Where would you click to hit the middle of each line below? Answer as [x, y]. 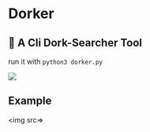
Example [30, 101]
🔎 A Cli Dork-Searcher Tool [75, 43]
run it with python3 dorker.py [56, 61]
